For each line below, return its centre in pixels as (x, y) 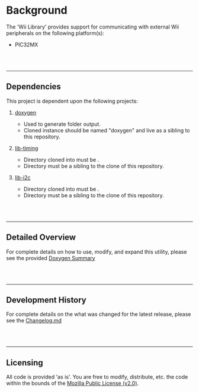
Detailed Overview (41, 237)
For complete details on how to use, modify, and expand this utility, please (97, 252)
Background (37, 10)
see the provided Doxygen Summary (51, 258)
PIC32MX (26, 45)
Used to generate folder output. (62, 124)
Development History (46, 300)
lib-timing (26, 148)
